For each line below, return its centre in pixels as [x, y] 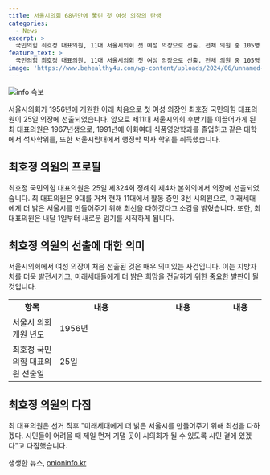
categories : [28, 23]
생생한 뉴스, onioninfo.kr [47, 463]
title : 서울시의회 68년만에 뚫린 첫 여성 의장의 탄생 [85, 16]
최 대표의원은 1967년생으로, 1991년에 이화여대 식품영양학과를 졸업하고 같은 [125, 129]
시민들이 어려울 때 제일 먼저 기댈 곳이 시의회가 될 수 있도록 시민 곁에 [131, 436]
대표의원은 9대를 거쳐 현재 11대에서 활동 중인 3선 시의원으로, [134, 198]
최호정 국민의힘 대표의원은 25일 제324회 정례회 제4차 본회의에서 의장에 [120, 188]
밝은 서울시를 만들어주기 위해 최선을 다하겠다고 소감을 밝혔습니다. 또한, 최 [146, 208]
